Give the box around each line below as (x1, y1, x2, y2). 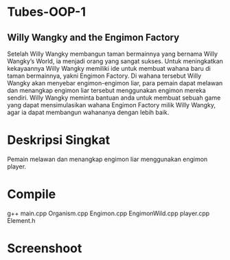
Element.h (7, 216, 36, 224)
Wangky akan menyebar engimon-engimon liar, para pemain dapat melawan (7, 79, 223, 87)
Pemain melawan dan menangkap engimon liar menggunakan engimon (7, 155, 208, 163)
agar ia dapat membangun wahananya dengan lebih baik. (7, 108, 170, 116)
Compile (7, 186, 56, 202)
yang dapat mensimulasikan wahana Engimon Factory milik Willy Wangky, (7, 101, 216, 109)
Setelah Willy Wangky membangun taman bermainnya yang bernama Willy (7, 50, 218, 58)
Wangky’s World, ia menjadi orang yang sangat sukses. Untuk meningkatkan (7, 57, 223, 65)
